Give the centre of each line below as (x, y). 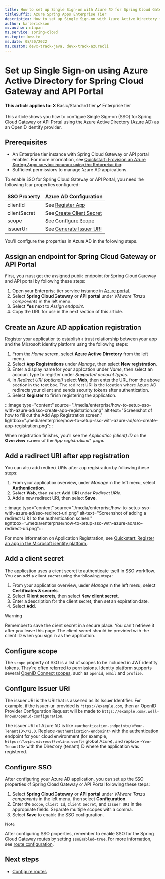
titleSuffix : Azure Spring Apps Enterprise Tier (56, 14)
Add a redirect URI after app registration (67, 456)
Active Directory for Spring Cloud (74, 81)
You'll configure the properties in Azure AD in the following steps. (71, 241)
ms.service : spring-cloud (31, 32)
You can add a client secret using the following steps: (59, 576)
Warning (14, 616)
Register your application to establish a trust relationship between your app (81, 339)
